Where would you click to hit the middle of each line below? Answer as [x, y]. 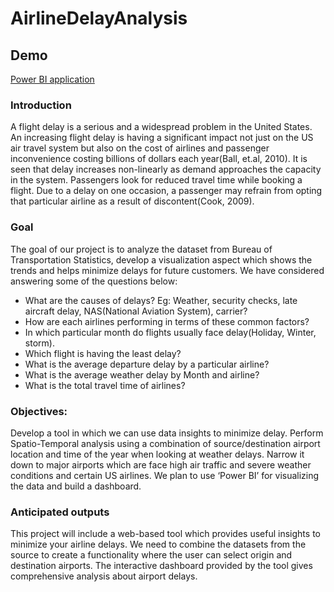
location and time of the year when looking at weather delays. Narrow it [157, 454]
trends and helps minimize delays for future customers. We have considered [167, 270]
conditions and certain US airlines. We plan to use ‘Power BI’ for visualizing [165, 475]
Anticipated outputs [60, 512]
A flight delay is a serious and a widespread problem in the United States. [161, 127]
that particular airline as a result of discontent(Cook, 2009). [132, 201]
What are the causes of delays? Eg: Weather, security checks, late [161, 300]
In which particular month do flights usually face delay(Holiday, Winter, [170, 332]
